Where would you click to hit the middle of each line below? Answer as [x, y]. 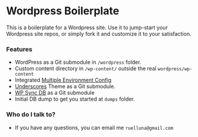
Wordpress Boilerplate [63, 11]
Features [19, 49]
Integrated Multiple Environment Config [63, 80]
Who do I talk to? [31, 114]
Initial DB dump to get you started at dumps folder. [75, 99]
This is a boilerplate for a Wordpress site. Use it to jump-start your [87, 27]
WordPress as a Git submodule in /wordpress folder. [78, 62]
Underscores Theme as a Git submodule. [65, 86]
